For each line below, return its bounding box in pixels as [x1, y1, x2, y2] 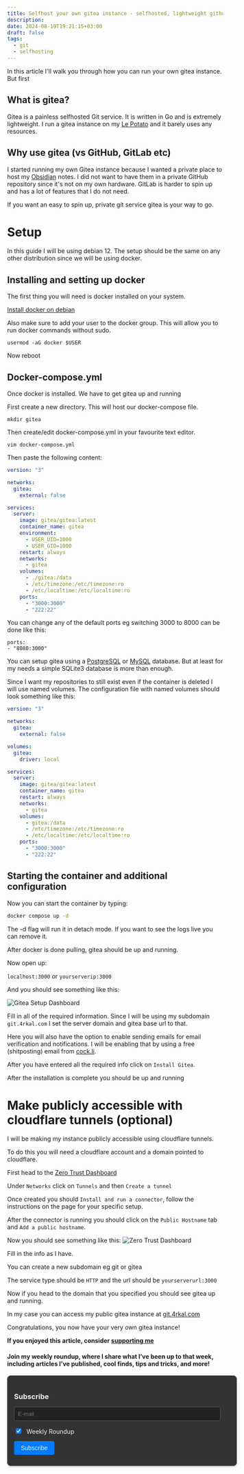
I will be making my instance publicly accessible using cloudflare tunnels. [7, 1134, 214, 1143]
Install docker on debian [7, 306, 75, 314]
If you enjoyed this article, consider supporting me [7, 1337, 154, 1345]
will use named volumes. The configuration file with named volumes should [7, 685, 220, 693]
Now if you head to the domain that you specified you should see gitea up [7, 1289, 216, 1298]
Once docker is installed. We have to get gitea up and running [7, 390, 182, 398]
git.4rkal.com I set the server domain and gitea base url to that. [7, 1019, 188, 1027]
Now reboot [7, 351, 41, 360]
